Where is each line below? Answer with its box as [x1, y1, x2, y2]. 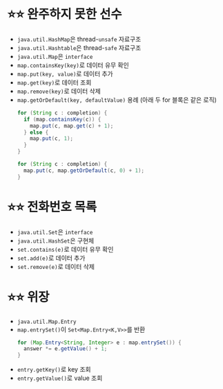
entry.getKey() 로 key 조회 [17, 365, 91, 374]
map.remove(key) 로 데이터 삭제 [17, 87, 101, 95]
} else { [23, 129, 49, 136]
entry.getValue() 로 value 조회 [17, 374, 103, 382]
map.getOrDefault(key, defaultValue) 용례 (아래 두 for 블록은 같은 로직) [17, 95, 217, 104]
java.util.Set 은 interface [17, 227, 93, 236]
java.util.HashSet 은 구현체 [17, 236, 95, 245]
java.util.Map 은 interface [17, 52, 93, 60]
